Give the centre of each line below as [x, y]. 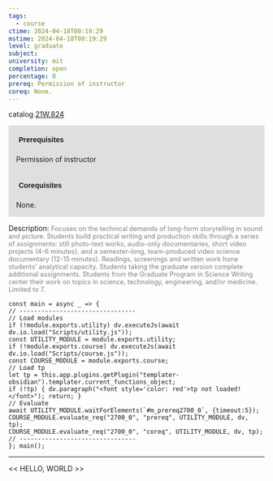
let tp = [23, 375]
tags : [17, 16]
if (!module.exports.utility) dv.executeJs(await [94, 325]
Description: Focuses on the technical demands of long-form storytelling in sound [135, 229]
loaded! [229, 389]
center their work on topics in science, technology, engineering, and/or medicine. [133, 282]
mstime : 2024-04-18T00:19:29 [58, 39]
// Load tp [27, 368]
